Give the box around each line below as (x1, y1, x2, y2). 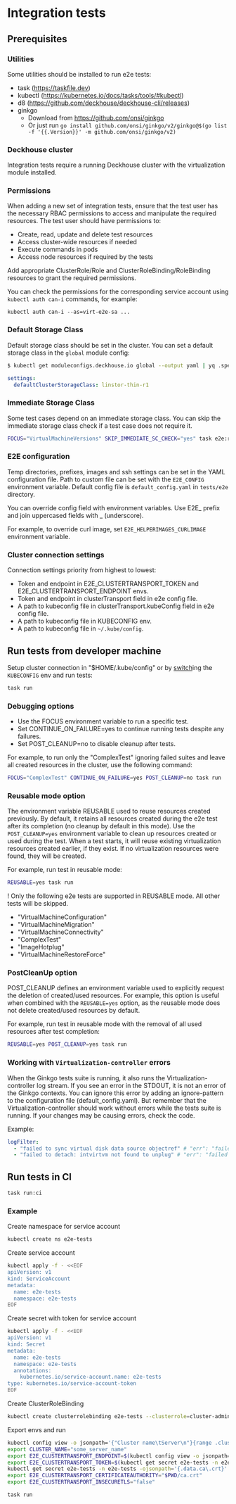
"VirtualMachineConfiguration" (17, 913, 107, 921)
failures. (17, 732, 41, 740)
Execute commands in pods (17, 245, 98, 254)
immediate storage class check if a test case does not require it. (7, 421, 193, 430)
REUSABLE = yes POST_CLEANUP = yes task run (7, 1041, 128, 1048)
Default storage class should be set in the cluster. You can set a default (7, 341, 214, 349)
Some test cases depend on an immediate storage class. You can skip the (7, 414, 221, 422)
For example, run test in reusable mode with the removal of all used (7, 1020, 202, 1028)
